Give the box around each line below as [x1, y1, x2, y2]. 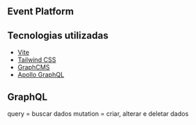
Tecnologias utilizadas [7, 29, 109, 41]
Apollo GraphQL [17, 70, 65, 79]
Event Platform [7, 6, 74, 18]
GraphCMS [17, 63, 51, 72]
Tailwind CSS [17, 55, 56, 64]
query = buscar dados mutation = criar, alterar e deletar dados [7, 110, 189, 118]
